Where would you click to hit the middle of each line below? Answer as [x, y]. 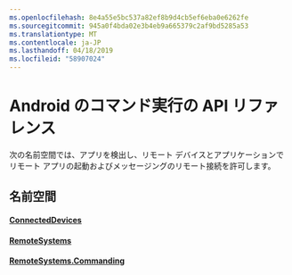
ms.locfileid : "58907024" [57, 59]
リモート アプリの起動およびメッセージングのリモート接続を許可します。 [142, 165]
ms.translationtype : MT [53, 34]
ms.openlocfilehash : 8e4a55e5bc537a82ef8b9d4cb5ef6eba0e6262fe [129, 17]
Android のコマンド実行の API [119, 106]
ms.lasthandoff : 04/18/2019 [61, 51]
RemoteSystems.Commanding [67, 261]
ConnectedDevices [45, 220]
